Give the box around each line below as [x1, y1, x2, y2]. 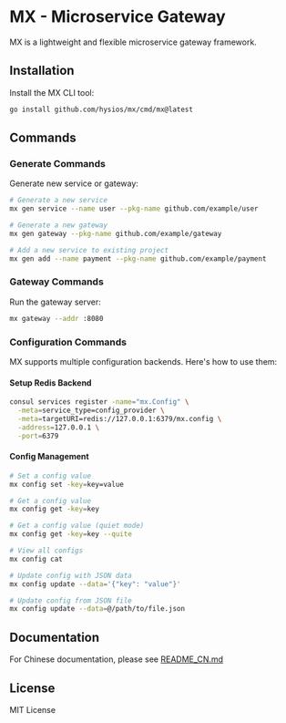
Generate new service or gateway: [9, 178, 139, 189]
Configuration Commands [9, 336, 128, 348]
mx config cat [9, 554, 64, 563]
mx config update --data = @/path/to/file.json [9, 604, 185, 614]
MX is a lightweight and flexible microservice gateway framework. [9, 36, 257, 47]
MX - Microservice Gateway [9, 6, 226, 27]
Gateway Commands [9, 275, 105, 288]
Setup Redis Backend [9, 377, 92, 388]
